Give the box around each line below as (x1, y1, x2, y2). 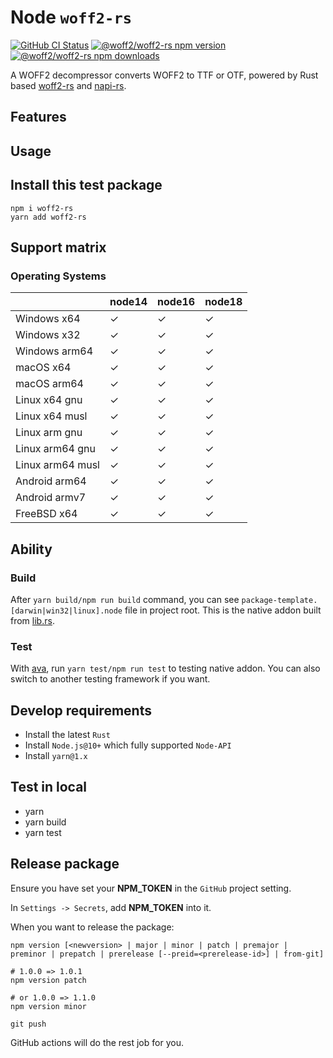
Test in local (10, 779, 88, 796)
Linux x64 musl (15, 409, 88, 423)
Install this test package (10, 177, 163, 194)
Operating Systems (10, 269, 107, 283)
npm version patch (10, 975, 87, 985)
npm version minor (10, 1001, 87, 1011)
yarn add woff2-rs (10, 212, 87, 222)
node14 (109, 295, 148, 309)
